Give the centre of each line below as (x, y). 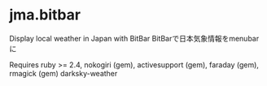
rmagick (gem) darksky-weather (63, 73)
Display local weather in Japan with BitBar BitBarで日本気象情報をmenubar (134, 38)
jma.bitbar (45, 15)
